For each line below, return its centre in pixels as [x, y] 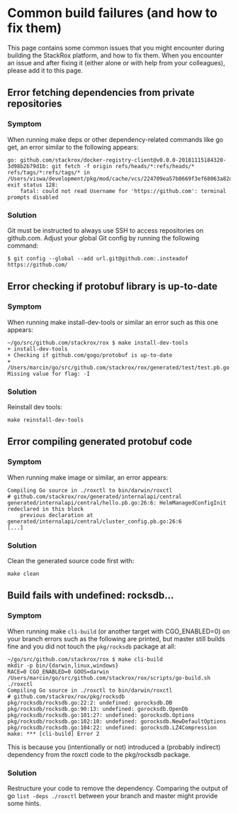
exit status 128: [33, 185]
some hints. [24, 803]
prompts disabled [33, 197]
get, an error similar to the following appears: [73, 147]
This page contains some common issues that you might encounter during [116, 48]
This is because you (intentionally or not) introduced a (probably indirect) [114, 747]
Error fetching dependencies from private [101, 93]
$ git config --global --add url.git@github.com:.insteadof [98, 258]
